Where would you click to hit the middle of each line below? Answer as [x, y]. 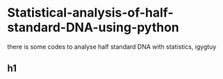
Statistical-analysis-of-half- [90, 13]
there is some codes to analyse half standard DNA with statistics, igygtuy [112, 46]
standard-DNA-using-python [93, 27]
